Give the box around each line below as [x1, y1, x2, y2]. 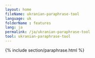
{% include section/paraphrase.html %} [5, 47, 85, 53]
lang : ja [5, 25, 23, 30]
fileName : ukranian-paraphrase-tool [5, 12, 79, 16]
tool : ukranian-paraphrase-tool [5, 34, 71, 39]
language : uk [5, 16, 32, 21]
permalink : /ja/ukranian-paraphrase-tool [5, 29, 91, 34]
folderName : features [5, 20, 51, 26]
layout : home [5, 7, 32, 12]
